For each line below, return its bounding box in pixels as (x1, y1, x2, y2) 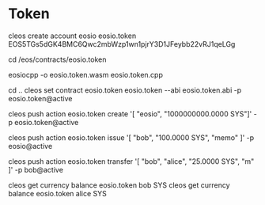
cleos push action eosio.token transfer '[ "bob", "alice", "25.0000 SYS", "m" (8, 156, 255, 166)
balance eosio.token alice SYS (8, 188, 107, 198)
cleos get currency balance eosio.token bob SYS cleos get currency (8, 180, 231, 190)
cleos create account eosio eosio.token (8, 31, 137, 40)
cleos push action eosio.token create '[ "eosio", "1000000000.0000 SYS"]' (8, 108, 252, 119)
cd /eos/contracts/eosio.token (8, 55, 107, 64)
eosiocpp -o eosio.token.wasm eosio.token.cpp (8, 70, 164, 79)
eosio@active (8, 141, 53, 150)
